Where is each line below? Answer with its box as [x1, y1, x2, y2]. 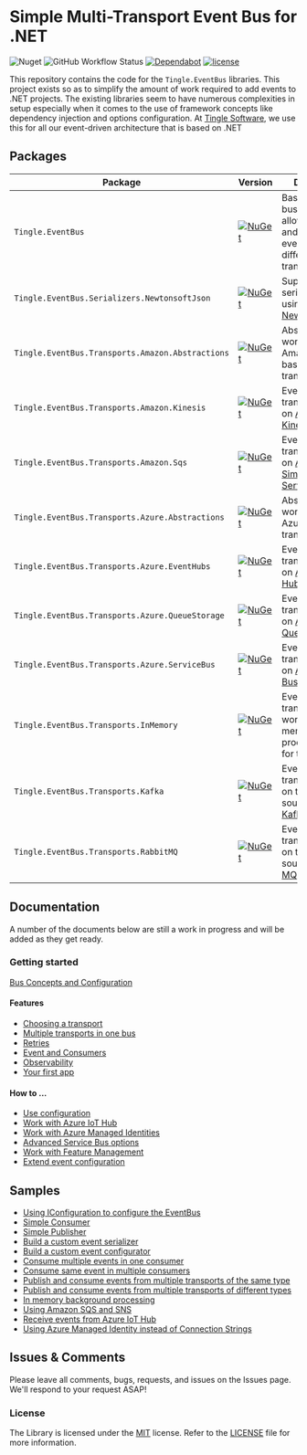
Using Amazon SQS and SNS [22, 1304, 132, 1315]
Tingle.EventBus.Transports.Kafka [14, 785, 164, 796]
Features [9, 997, 44, 1008]
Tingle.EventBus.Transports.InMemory [14, 720, 178, 730]
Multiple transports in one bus [22, 1028, 136, 1039]
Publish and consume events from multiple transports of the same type [22, 1275, 291, 1286]
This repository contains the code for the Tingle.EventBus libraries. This [9, 73, 281, 84]
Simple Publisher [22, 1227, 87, 1238]
